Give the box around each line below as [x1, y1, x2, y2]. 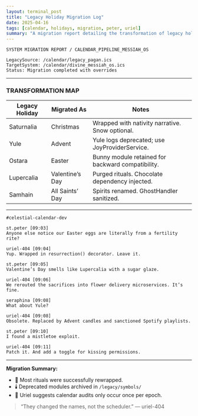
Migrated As [51, 106, 87, 114]
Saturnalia [9, 123, 37, 131]
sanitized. [92, 194, 120, 202]
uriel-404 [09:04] [6, 246, 51, 252]
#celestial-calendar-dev [6, 215, 67, 221]
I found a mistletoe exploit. [6, 334, 81, 340]
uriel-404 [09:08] [6, 313, 51, 319]
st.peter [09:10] [6, 329, 49, 335]
